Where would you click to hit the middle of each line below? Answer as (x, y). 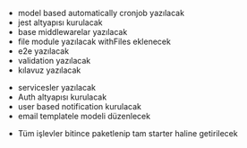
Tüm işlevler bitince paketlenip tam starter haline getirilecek (128, 133)
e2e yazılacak (43, 51)
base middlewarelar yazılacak (72, 32)
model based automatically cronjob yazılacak (101, 13)
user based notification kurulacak (79, 106)
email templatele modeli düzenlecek (84, 116)
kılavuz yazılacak (49, 70)
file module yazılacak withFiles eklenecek (94, 41)
